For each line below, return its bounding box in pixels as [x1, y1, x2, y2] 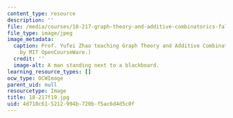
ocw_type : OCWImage [7, 74, 64, 82]
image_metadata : [7, 36, 54, 43]
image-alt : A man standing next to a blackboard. [13, 62, 159, 69]
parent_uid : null [7, 81, 58, 88]
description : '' [7, 17, 54, 24]
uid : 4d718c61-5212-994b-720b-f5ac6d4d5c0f [7, 101, 135, 108]
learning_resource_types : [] [7, 68, 92, 75]
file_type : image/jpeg [7, 29, 73, 37]
